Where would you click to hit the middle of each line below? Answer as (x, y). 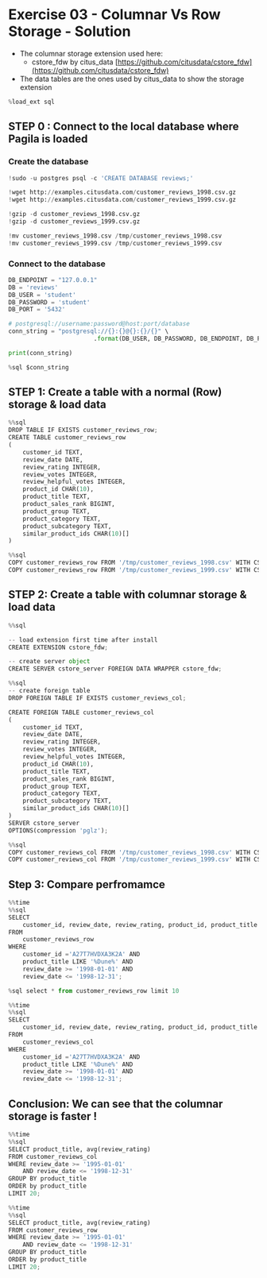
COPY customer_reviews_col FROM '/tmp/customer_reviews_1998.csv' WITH (129, 852)
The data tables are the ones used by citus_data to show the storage (132, 79)
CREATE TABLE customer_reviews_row (67, 438)
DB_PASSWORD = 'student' (49, 302)
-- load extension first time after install (83, 640)
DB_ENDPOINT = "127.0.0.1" (53, 280)
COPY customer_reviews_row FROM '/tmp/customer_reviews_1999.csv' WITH (129, 570)
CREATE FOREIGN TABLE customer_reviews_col (81, 712)
